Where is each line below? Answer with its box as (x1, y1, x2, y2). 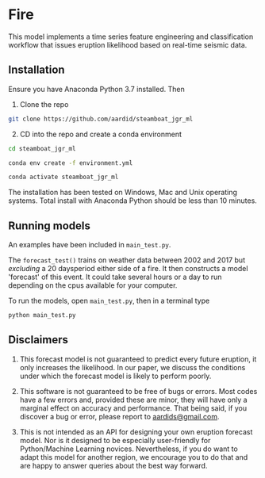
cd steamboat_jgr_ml (8, 144, 77, 152)
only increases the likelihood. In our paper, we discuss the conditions (19, 362, 246, 372)
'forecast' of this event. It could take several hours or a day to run (8, 272, 222, 282)
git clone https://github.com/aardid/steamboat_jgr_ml (8, 115, 194, 123)
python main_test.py (8, 312, 77, 319)
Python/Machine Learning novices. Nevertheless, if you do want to (19, 444, 238, 453)
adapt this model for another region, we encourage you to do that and (19, 452, 248, 461)
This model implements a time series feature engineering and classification (8, 32, 254, 41)
